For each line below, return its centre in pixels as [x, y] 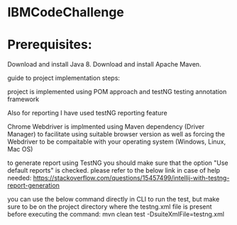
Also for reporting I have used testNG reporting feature [88, 113]
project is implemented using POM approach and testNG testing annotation [117, 92]
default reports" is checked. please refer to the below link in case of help [114, 171]
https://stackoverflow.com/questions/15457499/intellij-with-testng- [131, 178]
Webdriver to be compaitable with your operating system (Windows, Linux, [117, 142]
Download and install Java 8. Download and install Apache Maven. [104, 64]
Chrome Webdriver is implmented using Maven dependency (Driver [106, 127]
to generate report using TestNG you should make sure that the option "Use [118, 163]
